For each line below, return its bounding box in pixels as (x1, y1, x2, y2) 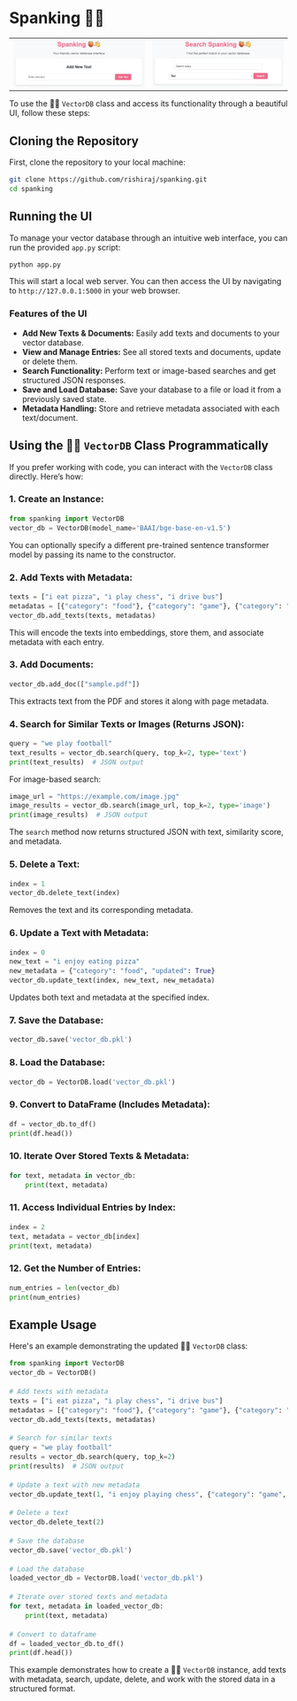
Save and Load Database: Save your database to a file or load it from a (21, 384, 281, 395)
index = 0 (9, 947, 46, 957)
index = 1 (9, 879, 46, 888)
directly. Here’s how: (9, 471, 84, 482)
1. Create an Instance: (9, 493, 104, 506)
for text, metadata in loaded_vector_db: (9, 1602, 164, 1611)
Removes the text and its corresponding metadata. (9, 905, 194, 916)
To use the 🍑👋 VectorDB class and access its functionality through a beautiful (9, 98, 288, 109)
